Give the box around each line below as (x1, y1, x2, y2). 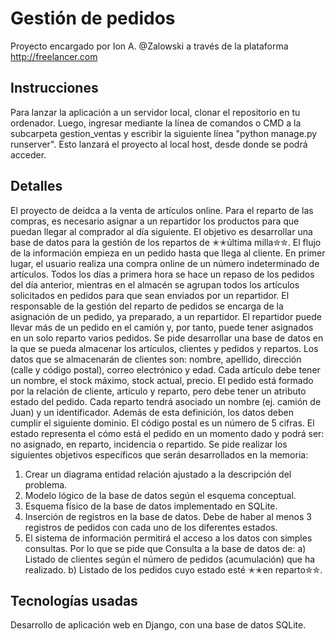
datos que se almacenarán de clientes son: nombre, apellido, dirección (10, 353, 302, 365)
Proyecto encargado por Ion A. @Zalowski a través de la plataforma (10, 40, 289, 52)
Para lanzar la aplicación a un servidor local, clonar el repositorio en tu (10, 106, 301, 118)
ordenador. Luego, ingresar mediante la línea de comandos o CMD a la (10, 117, 302, 129)
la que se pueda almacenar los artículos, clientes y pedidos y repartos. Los (10, 342, 319, 354)
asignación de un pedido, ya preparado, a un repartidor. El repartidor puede (10, 310, 322, 322)
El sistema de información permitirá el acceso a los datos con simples (24, 532, 313, 544)
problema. (24, 478, 68, 491)
